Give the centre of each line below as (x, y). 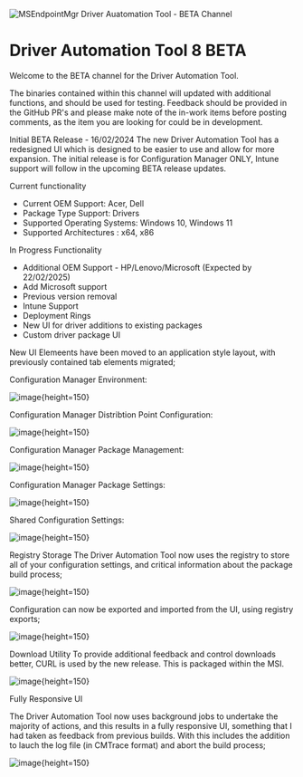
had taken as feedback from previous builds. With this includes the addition (150, 735)
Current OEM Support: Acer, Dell (83, 203)
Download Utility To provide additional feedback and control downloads (142, 654)
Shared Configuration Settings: (67, 520)
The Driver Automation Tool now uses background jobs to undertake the (144, 716)
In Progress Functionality (56, 250)
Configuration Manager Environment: (78, 379)
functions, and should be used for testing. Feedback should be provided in (148, 102)
